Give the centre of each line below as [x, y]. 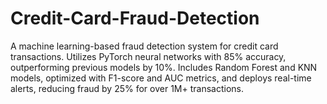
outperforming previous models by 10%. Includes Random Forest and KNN [164, 67]
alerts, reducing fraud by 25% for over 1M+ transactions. [127, 88]
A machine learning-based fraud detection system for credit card [144, 46]
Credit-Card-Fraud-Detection [135, 18]
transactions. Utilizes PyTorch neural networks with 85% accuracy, [148, 56]
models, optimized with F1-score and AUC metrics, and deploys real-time [161, 78]
